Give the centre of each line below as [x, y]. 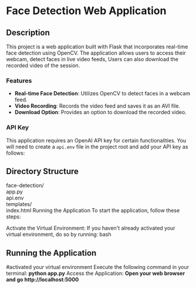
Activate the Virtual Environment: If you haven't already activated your [91, 228]
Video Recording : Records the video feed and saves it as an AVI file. [97, 106]
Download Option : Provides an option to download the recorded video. [100, 112]
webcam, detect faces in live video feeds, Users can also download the [92, 59]
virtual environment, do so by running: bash [59, 234]
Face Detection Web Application [86, 11]
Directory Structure [43, 171]
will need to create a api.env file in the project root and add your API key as [97, 147]
